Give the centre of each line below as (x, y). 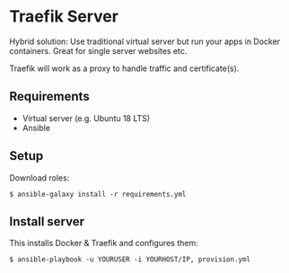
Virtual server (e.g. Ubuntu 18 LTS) (86, 118)
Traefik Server (64, 17)
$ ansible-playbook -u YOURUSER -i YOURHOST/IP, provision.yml (130, 260)
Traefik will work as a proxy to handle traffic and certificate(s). (124, 68)
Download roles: (39, 178)
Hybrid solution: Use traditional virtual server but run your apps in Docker (145, 41)
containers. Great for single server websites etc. (98, 50)
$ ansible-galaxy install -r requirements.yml (98, 194)
